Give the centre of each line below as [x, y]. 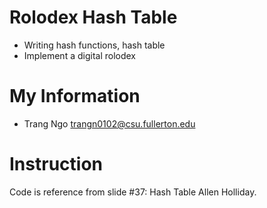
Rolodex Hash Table [93, 17]
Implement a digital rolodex [80, 55]
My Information [75, 96]
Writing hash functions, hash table [94, 45]
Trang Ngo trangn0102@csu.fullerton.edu [109, 123]
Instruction [56, 164]
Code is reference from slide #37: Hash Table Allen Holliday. [133, 192]
